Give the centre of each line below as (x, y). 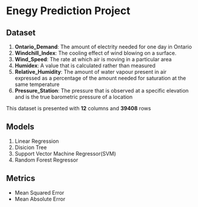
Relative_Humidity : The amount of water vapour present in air (90, 72)
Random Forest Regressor (46, 160)
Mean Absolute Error (40, 199)
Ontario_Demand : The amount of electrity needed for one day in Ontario (103, 47)
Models (20, 127)
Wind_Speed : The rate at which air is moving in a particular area (93, 59)
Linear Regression (37, 141)
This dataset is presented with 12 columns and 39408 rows (79, 108)
